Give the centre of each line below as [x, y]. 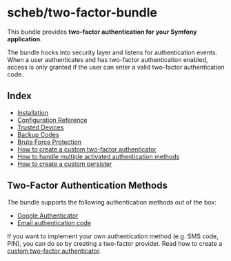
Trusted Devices [40, 127]
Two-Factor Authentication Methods [87, 186]
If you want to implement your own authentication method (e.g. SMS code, [113, 236]
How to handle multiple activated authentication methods [98, 156]
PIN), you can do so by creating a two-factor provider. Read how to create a [115, 243]
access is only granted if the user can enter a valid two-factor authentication [116, 67]
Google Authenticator [48, 216]
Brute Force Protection [49, 142]
